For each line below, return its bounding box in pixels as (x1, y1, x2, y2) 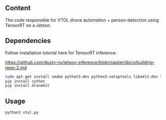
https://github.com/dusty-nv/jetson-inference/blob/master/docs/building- (5, 59, 155, 65)
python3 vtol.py (5, 110, 39, 115)
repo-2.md (5, 64, 27, 71)
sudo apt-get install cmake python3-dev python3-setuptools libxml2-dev (5, 74, 158, 79)
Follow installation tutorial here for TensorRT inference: (5, 49, 117, 56)
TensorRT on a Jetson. (5, 22, 51, 28)
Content (5, 4, 31, 12)
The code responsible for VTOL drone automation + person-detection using (5, 17, 159, 23)
